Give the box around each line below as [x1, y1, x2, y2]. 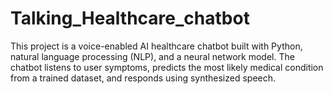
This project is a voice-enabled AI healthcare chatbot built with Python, [10, 40, 303, 52]
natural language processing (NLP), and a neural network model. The [10, 50, 295, 62]
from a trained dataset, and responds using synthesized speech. [10, 72, 277, 84]
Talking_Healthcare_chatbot [10, 7, 250, 30]
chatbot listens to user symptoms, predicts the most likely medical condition [10, 61, 324, 73]
